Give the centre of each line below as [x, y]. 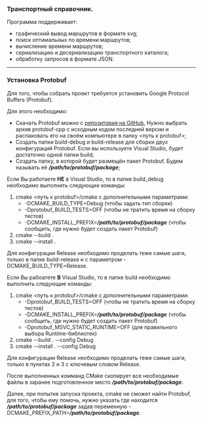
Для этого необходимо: [37, 111]
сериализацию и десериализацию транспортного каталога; [92, 53]
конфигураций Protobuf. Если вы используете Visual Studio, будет [99, 148]
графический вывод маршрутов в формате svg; [76, 34]
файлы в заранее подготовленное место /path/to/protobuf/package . [95, 382]
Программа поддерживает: [42, 22]
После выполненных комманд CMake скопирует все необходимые [93, 375]
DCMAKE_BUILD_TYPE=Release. [47, 266]
